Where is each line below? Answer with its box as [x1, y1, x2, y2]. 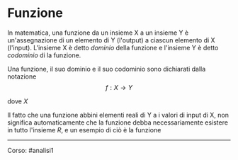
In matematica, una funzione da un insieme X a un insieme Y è [7, 28, 189, 37]
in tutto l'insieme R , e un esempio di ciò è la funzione [7, 125, 161, 134]
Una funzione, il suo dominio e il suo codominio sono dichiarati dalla [7, 64, 206, 73]
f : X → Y [105, 83, 133, 91]
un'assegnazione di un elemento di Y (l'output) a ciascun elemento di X [7, 35, 215, 44]
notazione [7, 72, 37, 81]
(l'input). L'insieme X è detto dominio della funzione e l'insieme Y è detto [7, 43, 219, 52]
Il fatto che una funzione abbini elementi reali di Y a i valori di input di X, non [7, 110, 229, 119]
